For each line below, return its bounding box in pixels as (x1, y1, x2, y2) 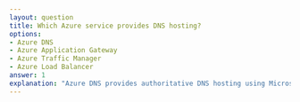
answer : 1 (9, 71, 46, 80)
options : (9, 29, 42, 38)
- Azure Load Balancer (9, 63, 94, 72)
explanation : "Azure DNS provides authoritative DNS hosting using (9, 79, 266, 88)
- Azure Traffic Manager (9, 54, 102, 63)
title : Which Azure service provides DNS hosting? (9, 21, 202, 30)
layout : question (9, 12, 74, 22)
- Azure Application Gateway (9, 46, 118, 55)
